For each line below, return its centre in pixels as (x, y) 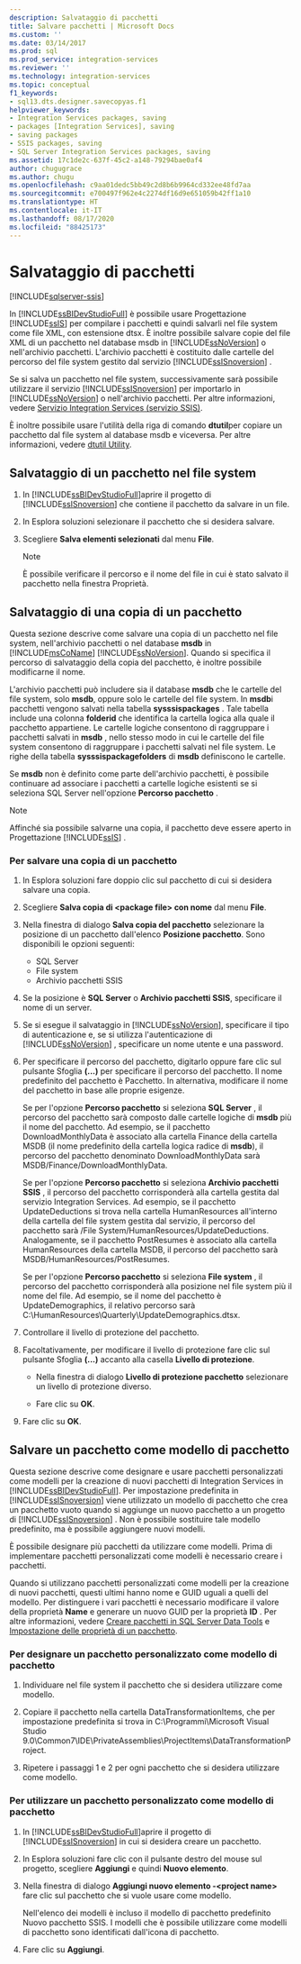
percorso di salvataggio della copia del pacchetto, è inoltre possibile (136, 662)
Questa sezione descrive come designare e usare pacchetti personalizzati (146, 1472)
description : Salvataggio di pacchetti (84, 18)
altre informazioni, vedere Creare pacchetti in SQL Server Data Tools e (140, 1622)
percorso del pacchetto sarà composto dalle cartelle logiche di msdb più (157, 1117)
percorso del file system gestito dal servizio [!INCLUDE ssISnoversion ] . (141, 362)
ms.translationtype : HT (54, 202)
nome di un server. (57, 1008)
